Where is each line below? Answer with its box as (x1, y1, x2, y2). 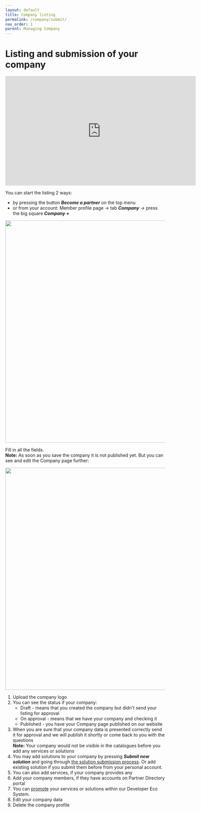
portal (12, 781, 25, 787)
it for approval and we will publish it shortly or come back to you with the (12, 732, 165, 738)
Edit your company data (12, 797, 63, 803)
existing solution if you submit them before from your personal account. (12, 764, 163, 770)
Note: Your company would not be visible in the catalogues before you (12, 742, 161, 749)
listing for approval (20, 710, 60, 717)
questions (12, 737, 34, 743)
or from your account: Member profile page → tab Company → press (12, 205, 158, 211)
